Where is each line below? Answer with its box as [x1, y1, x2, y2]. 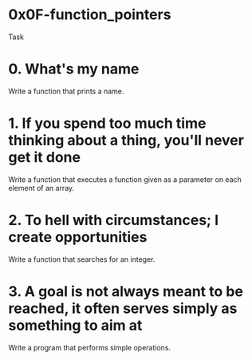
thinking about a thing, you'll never [8, 132, 245, 149]
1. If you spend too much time [8, 114, 207, 133]
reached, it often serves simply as [8, 299, 238, 317]
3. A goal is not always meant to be [8, 282, 243, 300]
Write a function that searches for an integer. [8, 254, 156, 264]
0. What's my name [8, 60, 140, 78]
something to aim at [8, 316, 143, 334]
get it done [8, 148, 81, 167]
